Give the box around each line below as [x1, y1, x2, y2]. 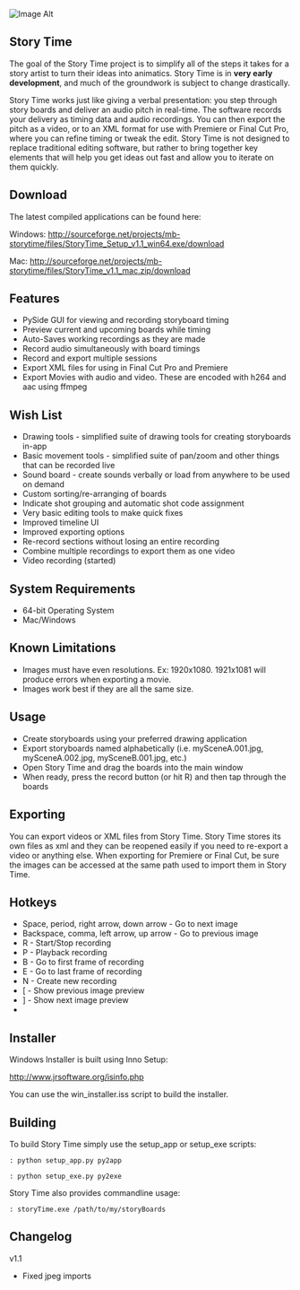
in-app [21, 440, 47, 452]
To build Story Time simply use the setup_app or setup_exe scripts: [9, 1138, 257, 1149]
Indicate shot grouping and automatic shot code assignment [21, 498, 244, 509]
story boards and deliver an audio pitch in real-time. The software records [9, 104, 282, 115]
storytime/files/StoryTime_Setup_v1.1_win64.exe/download [9, 238, 225, 248]
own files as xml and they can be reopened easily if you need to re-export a [9, 840, 288, 851]
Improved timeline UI [21, 517, 99, 528]
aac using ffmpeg [21, 381, 88, 392]
